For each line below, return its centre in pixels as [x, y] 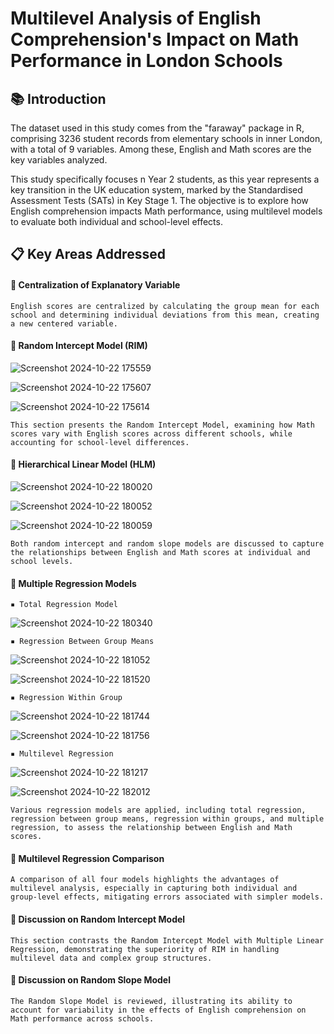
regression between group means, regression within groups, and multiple [167, 819]
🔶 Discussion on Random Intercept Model [98, 919]
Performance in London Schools [146, 61]
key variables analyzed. [59, 160]
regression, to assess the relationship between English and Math [151, 828]
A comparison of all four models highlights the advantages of [145, 880]
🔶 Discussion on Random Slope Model [90, 980]
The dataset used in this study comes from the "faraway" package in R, [157, 128]
